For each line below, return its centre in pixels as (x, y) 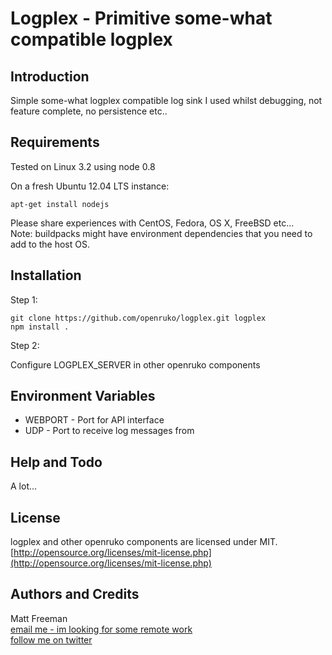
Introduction (50, 76)
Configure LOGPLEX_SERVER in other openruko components (135, 364)
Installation (46, 275)
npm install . (40, 327)
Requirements (55, 142)
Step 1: (24, 299)
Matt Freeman (39, 618)
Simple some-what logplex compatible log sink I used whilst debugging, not (166, 100)
